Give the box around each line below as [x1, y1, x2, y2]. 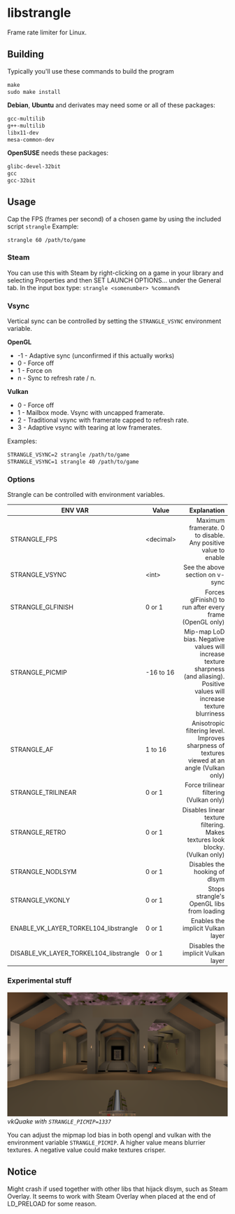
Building [7, 48, 44, 60]
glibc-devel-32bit [7, 163, 61, 170]
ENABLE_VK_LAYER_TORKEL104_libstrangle [10, 924, 138, 933]
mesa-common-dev [7, 136, 55, 143]
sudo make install [7, 88, 61, 95]
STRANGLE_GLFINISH [10, 603, 73, 611]
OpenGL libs [189, 899, 225, 908]
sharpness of [186, 742, 225, 750]
